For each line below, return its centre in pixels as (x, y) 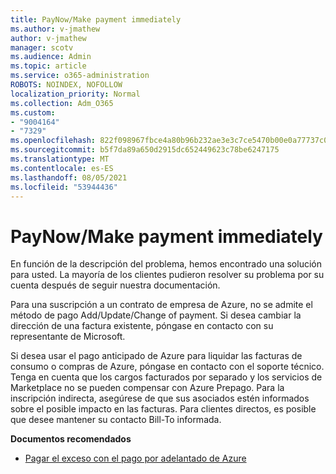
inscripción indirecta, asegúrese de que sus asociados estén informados (160, 398)
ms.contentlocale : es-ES (62, 168)
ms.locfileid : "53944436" (64, 187)
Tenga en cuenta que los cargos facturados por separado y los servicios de (166, 377)
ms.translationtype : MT (60, 159)
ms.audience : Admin (51, 57)
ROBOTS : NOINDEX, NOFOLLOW (66, 85)
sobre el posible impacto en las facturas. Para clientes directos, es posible (163, 409)
